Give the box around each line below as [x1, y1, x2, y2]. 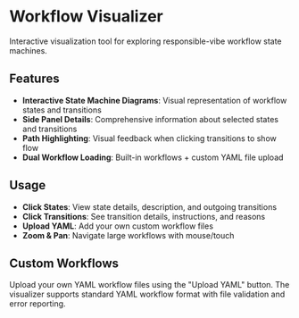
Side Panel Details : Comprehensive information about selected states [21, 113, 279, 124]
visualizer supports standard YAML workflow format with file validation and [9, 289, 286, 300]
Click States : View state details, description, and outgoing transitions [21, 201, 278, 212]
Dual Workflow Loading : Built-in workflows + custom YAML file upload [21, 152, 284, 163]
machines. [9, 45, 47, 55]
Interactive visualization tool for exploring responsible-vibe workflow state [9, 36, 283, 46]
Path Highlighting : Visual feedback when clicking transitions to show [21, 132, 277, 144]
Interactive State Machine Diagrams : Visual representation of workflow [21, 95, 287, 105]
